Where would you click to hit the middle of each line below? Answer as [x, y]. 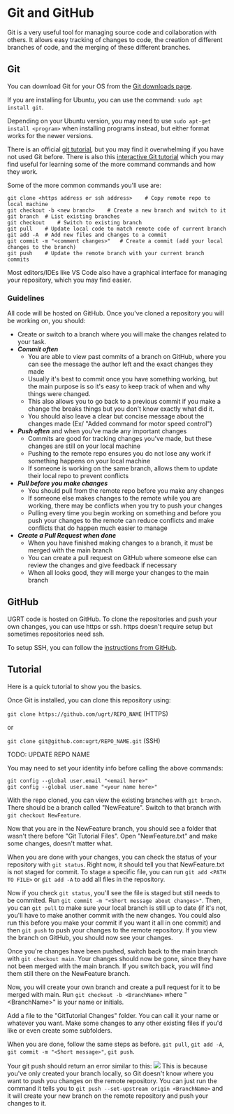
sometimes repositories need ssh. [56, 634]
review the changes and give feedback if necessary [102, 565]
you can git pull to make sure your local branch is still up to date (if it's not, [117, 908]
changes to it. [27, 1103]
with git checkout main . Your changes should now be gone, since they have [117, 958]
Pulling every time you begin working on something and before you [124, 513]
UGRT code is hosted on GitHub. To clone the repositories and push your [112, 619]
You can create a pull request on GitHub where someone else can [122, 558]
